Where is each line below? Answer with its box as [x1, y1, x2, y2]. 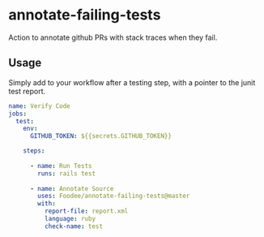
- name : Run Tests [29, 162, 92, 170]
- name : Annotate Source [29, 184, 114, 192]
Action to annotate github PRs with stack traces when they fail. [8, 32, 218, 42]
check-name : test [44, 222, 104, 231]
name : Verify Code [8, 101, 70, 110]
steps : [23, 147, 45, 155]
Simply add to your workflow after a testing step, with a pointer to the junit [8, 77, 256, 87]
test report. [8, 86, 46, 96]
